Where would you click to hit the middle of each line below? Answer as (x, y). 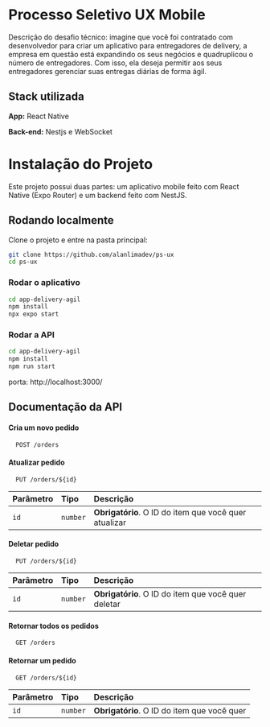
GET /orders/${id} (47, 678)
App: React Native (39, 116)
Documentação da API (65, 407)
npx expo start (34, 314)
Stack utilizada (46, 97)
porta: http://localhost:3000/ (55, 382)
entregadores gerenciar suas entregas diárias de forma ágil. (108, 71)
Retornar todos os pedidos (53, 626)
